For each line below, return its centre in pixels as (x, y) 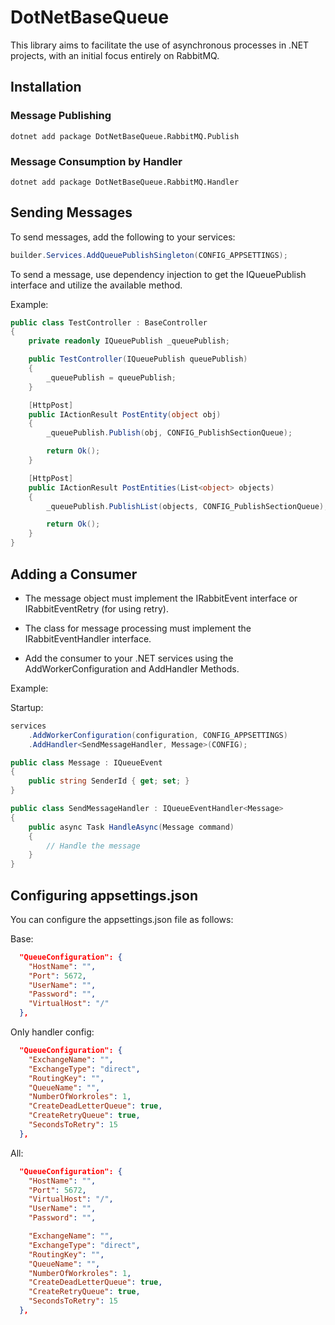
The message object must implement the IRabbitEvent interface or (161, 598)
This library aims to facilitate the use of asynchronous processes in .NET (160, 45)
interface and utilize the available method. (96, 285)
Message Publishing (61, 116)
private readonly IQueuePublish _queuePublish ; (129, 341)
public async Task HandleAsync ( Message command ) (131, 827)
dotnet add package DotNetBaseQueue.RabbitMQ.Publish (125, 136)
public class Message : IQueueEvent (86, 762)
